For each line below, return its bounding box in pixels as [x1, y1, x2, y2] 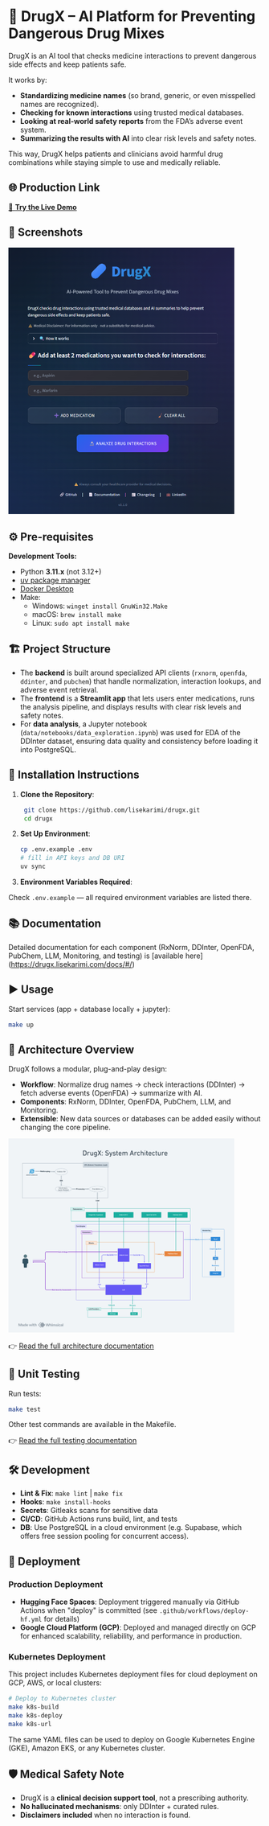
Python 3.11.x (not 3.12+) [19, 567, 102, 577]
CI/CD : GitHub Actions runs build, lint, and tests [19, 1514, 178, 1524]
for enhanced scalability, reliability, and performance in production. [19, 1631, 243, 1640]
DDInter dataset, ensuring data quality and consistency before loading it [19, 736, 259, 746]
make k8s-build [8, 1703, 59, 1712]
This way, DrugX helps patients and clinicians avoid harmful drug [8, 149, 223, 158]
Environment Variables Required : [19, 877, 132, 887]
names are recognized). [19, 99, 99, 109]
